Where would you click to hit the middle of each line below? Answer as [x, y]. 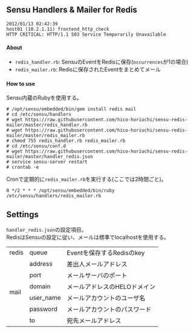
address [41, 264]
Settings [23, 214]
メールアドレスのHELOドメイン [111, 287]
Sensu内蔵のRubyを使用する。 [44, 98]
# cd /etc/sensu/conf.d [36, 146]
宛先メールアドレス [94, 321]
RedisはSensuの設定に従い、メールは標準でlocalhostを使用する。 [88, 237]
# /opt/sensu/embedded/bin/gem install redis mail [71, 109]
